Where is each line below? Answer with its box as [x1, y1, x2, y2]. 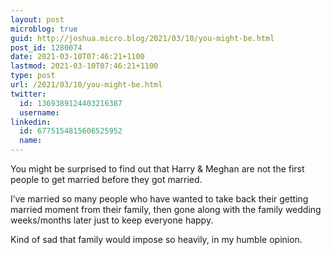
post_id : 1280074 [10, 42, 83, 53]
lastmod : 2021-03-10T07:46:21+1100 [10, 61, 159, 71]
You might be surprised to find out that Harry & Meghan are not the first [10, 163, 305, 175]
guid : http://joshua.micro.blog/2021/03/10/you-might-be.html [10, 33, 275, 43]
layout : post [10, 14, 65, 25]
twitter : [10, 89, 47, 99]
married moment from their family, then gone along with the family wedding [10, 204, 322, 215]
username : [19, 107, 60, 118]
